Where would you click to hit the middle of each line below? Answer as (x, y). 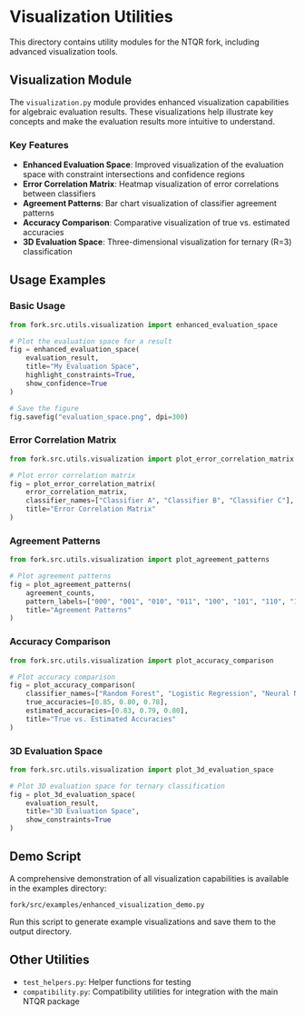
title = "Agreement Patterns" (79, 610)
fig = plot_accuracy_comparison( (73, 685)
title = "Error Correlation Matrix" (91, 509)
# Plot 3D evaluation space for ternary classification (117, 786)
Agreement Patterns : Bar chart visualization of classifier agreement (149, 204)
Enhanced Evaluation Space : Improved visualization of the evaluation (153, 164)
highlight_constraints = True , (81, 375)
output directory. (41, 931)
